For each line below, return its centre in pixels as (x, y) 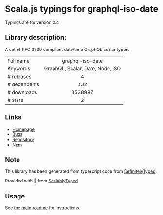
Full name (19, 61)
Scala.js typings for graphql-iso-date (82, 9)
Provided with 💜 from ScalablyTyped (42, 181)
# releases (19, 76)
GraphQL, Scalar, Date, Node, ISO (82, 68)
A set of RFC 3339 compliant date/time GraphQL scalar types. (67, 49)
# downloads (22, 92)
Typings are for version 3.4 (32, 22)
